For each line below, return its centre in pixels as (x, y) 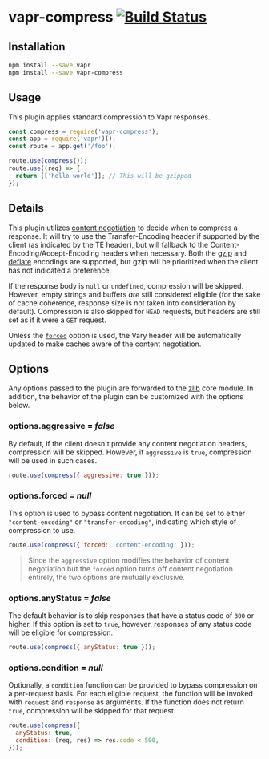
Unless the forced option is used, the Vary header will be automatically (125, 335)
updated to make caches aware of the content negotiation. (105, 344)
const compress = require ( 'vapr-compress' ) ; (84, 131)
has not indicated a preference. (60, 270)
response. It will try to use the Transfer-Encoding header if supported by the (134, 236)
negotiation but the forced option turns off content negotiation (130, 568)
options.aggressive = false (62, 426)
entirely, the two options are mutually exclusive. (106, 577)
